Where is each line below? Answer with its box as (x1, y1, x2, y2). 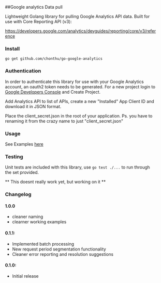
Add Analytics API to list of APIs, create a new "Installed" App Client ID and (5, 98, 155, 104)
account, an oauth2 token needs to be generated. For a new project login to (5, 83, 156, 89)
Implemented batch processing (12, 241, 74, 247)
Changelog (5, 191, 31, 198)
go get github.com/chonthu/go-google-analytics (5, 56, 103, 61)
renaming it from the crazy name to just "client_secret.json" (5, 118, 123, 124)
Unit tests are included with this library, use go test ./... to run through (5, 165, 150, 170)
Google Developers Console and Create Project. (5, 89, 101, 95)
